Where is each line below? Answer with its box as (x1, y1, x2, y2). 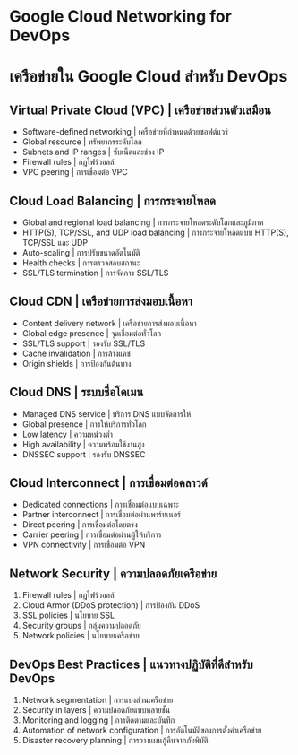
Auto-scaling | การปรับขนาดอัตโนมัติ (21, 247, 140, 257)
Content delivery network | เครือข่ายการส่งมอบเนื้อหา (21, 317, 197, 328)
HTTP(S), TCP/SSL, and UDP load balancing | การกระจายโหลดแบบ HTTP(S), (21, 227, 289, 238)
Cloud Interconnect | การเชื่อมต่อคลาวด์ (9, 475, 208, 490)
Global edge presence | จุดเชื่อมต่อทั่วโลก (21, 327, 162, 338)
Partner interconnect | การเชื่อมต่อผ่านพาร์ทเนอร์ (21, 509, 182, 520)
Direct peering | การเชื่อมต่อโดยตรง (21, 519, 138, 530)
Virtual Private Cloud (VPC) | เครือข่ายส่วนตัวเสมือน (9, 102, 271, 117)
